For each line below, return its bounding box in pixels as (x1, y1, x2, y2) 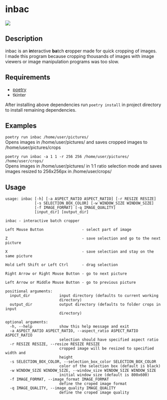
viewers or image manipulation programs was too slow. (5, 58, 119, 64)
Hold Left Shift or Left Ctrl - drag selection (5, 263, 118, 268)
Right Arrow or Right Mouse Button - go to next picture (5, 271, 127, 276)
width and (5, 351, 26, 356)
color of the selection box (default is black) (59, 364, 161, 369)
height (59, 355, 73, 360)
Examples (5, 121, 37, 130)
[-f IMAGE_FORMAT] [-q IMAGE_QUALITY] (34, 205, 116, 210)
